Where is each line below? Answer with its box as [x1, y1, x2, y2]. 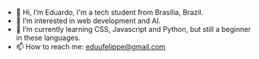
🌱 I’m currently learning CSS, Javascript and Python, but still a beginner [15, 25, 251, 33]
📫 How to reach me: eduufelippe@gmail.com [15, 42, 166, 51]
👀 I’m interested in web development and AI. [15, 16, 161, 26]
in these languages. [15, 33, 81, 42]
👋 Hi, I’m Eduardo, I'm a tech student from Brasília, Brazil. [15, 8, 203, 17]
